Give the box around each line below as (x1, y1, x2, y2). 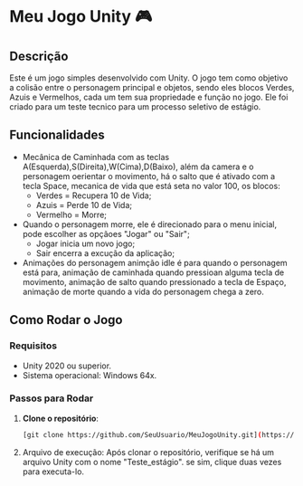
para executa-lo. (22, 466, 84, 477)
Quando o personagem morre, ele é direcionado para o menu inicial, (22, 218, 278, 230)
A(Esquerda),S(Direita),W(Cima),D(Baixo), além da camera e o (22, 161, 254, 172)
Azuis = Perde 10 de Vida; (35, 199, 133, 210)
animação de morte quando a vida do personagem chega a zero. (22, 286, 265, 297)
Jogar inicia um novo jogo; (35, 238, 136, 249)
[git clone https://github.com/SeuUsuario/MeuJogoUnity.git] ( (22, 430, 262, 439)
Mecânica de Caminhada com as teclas (22, 151, 170, 162)
